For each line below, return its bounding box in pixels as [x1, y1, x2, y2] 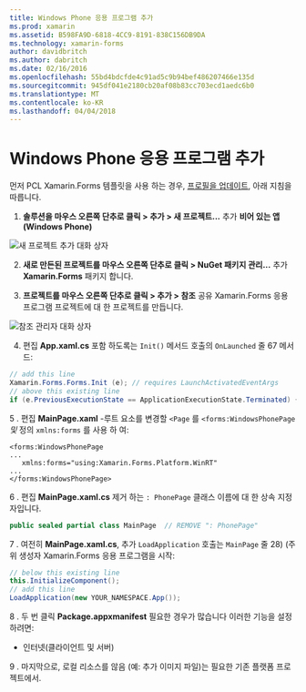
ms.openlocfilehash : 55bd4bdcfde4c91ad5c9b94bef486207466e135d [9, 73, 255, 82]
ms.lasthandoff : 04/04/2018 [9, 107, 117, 116]
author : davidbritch [9, 47, 88, 56]
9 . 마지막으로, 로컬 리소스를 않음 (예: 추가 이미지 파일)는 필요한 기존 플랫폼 [9, 661, 275, 672]
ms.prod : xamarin [9, 22, 76, 31]
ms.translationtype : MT [9, 89, 100, 98]
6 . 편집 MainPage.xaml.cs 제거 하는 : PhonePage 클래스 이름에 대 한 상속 [9, 491, 276, 502]
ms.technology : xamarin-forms [9, 38, 125, 48]
